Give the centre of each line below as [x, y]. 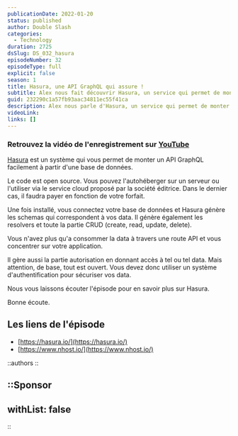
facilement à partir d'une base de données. [70, 167]
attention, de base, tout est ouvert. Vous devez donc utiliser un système [112, 267]
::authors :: [23, 363]
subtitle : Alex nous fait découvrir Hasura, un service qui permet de [114, 93]
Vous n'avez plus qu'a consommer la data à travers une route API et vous [114, 238]
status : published [34, 21]
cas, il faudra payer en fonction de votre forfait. [76, 196]
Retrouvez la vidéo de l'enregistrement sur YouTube [98, 144]
